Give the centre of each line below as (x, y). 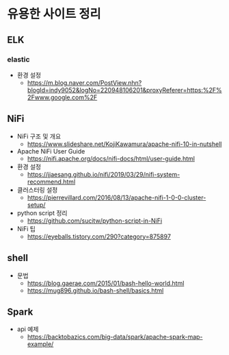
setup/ (36, 205)
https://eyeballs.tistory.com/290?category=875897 (99, 236)
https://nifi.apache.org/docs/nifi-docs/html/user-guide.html (111, 158)
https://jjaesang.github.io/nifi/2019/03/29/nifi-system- (104, 174)
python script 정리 (42, 212)
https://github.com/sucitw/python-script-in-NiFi (95, 221)
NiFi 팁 (26, 229)
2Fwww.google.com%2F (62, 97)
